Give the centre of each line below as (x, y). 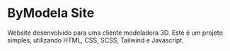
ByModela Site (51, 13)
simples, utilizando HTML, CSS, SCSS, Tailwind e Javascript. (96, 40)
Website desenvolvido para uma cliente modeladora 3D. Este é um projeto (115, 33)
